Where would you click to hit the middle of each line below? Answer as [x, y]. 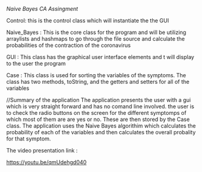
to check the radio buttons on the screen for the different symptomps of [96, 113]
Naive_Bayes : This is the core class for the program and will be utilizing [96, 32]
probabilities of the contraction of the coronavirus [68, 45]
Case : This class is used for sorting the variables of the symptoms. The [96, 75]
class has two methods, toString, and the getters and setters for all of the [98, 82]
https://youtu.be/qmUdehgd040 [47, 162]
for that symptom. [29, 139]
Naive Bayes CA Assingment [42, 9]
